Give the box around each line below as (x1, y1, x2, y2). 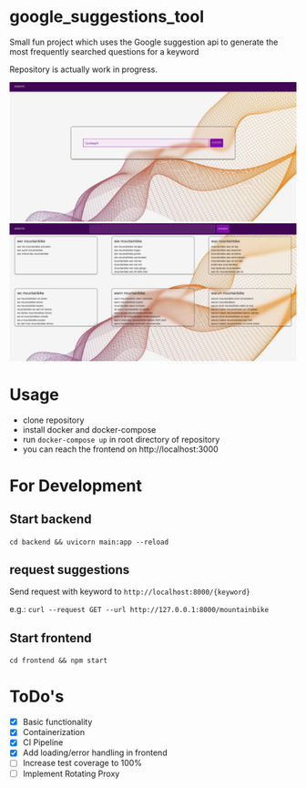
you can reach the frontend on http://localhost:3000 (22, 444, 219, 455)
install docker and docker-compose (22, 424, 157, 435)
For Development (9, 476, 143, 496)
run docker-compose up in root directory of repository (22, 434, 220, 445)
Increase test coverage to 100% (22, 758, 143, 769)
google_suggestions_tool (9, 6, 205, 27)
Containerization (22, 727, 86, 738)
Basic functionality (22, 717, 93, 728)
